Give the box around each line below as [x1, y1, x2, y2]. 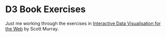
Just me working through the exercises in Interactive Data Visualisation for [5, 20, 161, 26]
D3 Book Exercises [5, 4, 86, 15]
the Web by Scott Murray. [5, 25, 59, 31]
